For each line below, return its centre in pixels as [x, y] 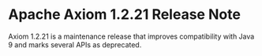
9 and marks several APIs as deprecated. [75, 44]
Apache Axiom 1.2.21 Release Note [124, 15]
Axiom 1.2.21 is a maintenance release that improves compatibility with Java [131, 36]
